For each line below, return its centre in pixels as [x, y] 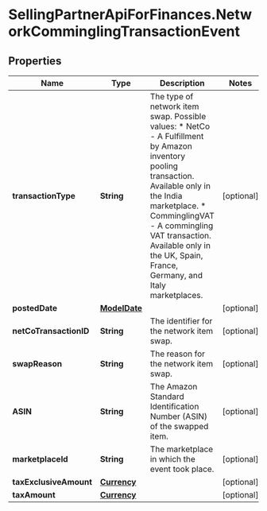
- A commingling [182, 226]
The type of [172, 97]
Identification [174, 406]
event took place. [182, 469]
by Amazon [171, 146]
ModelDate [121, 308]
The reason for [177, 354]
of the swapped [179, 426]
